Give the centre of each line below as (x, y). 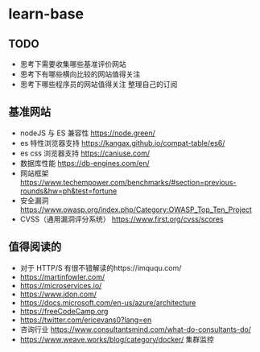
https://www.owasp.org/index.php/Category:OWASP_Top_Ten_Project (136, 209)
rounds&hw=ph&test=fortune (68, 191)
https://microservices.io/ (61, 285)
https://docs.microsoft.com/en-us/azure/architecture (108, 302)
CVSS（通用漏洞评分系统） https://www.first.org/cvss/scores (122, 219)
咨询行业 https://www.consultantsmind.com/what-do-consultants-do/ (136, 329)
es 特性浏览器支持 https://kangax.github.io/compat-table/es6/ (122, 143)
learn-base (46, 14)
